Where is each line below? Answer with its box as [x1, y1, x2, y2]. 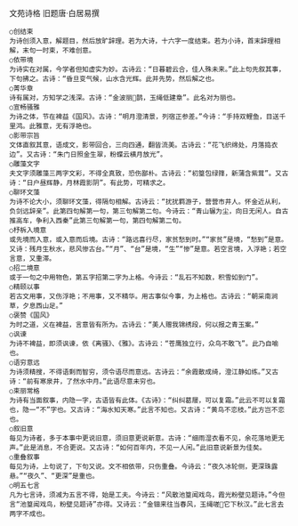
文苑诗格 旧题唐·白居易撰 [9, 8, 100, 18]
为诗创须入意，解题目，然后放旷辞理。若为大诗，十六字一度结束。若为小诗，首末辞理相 [9, 36, 281, 45]
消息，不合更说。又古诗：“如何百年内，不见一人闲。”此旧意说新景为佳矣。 [36, 443, 267, 452]
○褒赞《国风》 [9, 311, 53, 320]
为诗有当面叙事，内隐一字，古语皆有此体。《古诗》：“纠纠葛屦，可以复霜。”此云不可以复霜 [9, 396, 286, 405]
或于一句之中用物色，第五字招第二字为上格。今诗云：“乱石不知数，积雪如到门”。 [9, 273, 262, 282]
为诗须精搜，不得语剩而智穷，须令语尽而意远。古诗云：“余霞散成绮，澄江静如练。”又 [9, 368, 273, 376]
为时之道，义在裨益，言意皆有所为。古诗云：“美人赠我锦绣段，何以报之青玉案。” [9, 320, 260, 329]
